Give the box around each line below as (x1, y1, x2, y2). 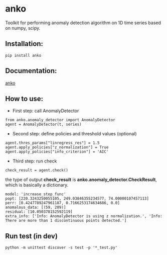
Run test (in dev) (5, 232, 58, 240)
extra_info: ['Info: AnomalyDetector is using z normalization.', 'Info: (5, 214, 163, 219)
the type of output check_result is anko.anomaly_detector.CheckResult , (5, 177, 157, 183)
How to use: (5, 94, 44, 103)
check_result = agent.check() (5, 168, 69, 173)
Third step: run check (12, 158, 57, 164)
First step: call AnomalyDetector (12, 108, 79, 114)
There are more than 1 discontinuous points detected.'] (5, 218, 127, 223)
